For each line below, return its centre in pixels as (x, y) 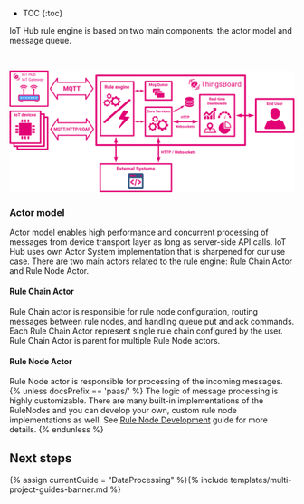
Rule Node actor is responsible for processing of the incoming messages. (146, 382)
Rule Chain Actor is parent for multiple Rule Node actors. (115, 341)
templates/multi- (261, 480)
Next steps (41, 458)
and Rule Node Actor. (49, 270)
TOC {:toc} (43, 13)
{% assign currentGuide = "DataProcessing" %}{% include (119, 480)
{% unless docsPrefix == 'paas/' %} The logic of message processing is (144, 391)
